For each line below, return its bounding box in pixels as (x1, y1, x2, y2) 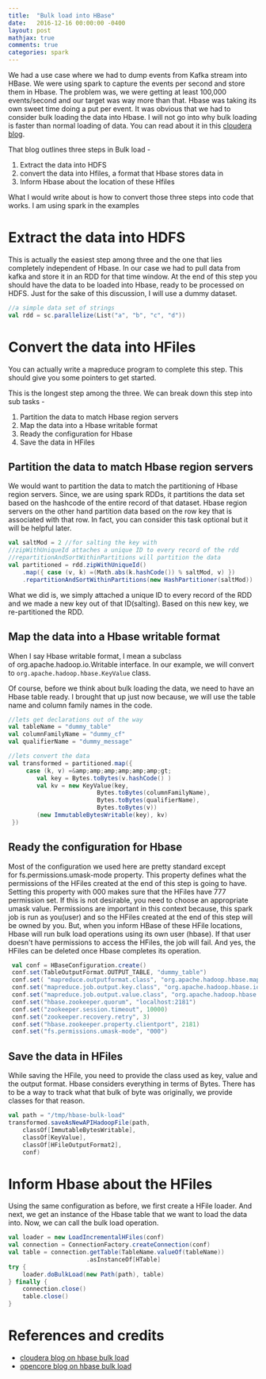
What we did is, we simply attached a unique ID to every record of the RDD (8, 590, 253, 599)
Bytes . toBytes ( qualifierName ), (96, 796, 200, 804)
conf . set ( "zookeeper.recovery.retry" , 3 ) (11, 1013, 150, 1021)
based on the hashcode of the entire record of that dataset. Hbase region (8, 498, 248, 508)
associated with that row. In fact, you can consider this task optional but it (8, 515, 249, 525)
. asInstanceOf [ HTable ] (85, 1255, 161, 1263)
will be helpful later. (8, 523, 72, 533)
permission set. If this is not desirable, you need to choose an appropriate (8, 895, 249, 905)
